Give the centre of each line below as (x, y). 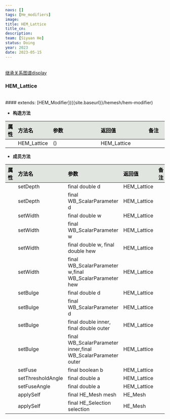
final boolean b (86, 370)
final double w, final (91, 244)
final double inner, (90, 322)
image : (12, 19)
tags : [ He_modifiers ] (28, 15)
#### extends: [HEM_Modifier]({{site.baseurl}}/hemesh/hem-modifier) (79, 102)
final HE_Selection (90, 403)
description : (19, 33)
